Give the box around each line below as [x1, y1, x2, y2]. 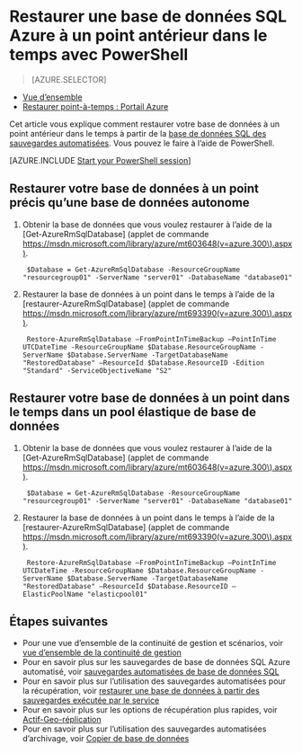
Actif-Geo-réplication [22, 714, 102, 725]
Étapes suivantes [9, 614, 109, 629]
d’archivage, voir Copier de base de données [22, 733, 190, 744]
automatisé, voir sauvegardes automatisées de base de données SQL [22, 667, 280, 678]
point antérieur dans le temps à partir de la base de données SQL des [9, 128, 267, 138]
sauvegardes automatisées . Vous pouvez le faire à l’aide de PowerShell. [9, 137, 275, 148]
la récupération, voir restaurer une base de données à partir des [22, 686, 261, 696]
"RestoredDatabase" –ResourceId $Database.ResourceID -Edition [22, 358, 265, 368]
